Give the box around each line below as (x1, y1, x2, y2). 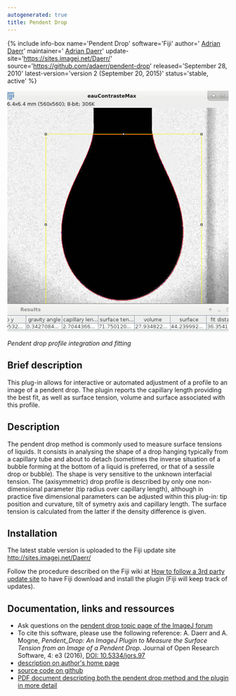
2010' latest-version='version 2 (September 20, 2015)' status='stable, (7, 69, 209, 77)
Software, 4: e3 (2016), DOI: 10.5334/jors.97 (17, 652, 145, 660)
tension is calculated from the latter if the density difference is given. (7, 507, 206, 516)
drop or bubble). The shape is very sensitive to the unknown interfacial (7, 469, 212, 478)
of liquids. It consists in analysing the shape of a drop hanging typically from (7, 447, 228, 456)
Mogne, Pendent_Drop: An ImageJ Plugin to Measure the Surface (17, 636, 208, 645)
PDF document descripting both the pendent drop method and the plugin (17, 673, 229, 683)
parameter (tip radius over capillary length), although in (44, 485, 204, 493)
